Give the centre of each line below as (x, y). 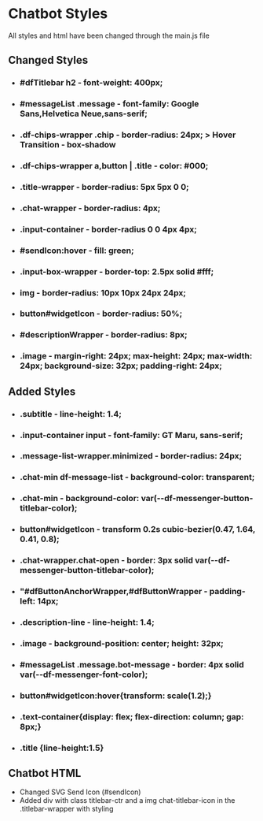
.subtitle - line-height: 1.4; (70, 414)
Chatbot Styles (58, 14)
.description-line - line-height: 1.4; (87, 622)
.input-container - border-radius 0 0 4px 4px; (108, 229)
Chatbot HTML (45, 773)
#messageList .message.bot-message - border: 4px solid (132, 664)
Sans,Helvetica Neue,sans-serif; (83, 113)
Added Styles (42, 391)
